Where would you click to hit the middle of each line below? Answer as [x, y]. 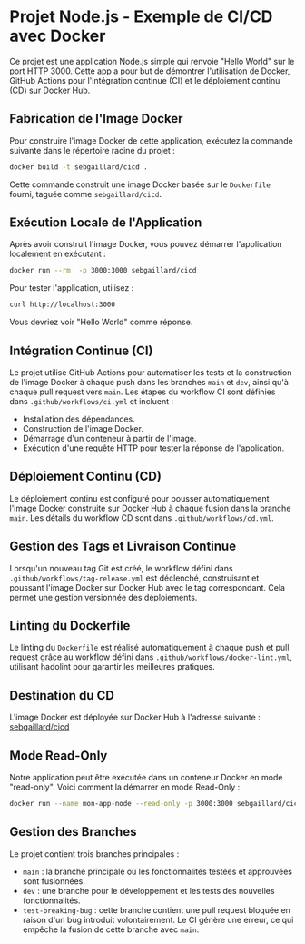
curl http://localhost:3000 [63, 305]
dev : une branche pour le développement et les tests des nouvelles [148, 890]
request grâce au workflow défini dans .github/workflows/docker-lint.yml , [151, 657]
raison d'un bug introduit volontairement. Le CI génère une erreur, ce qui [158, 919]
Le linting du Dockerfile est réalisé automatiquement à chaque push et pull [149, 648]
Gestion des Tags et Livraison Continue [123, 547]
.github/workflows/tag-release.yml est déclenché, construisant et [134, 578]
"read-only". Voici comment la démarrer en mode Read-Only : [125, 787]
